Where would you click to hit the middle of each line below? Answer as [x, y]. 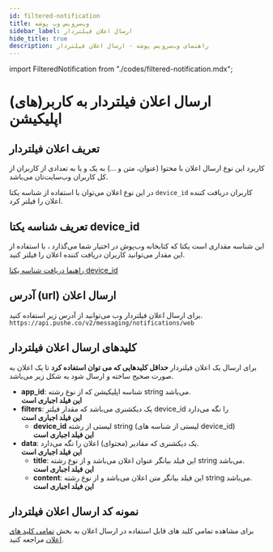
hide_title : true [38, 38]
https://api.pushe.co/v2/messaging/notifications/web [102, 323]
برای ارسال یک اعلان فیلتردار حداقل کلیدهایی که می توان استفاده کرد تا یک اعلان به [133, 367]
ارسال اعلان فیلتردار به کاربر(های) [110, 102]
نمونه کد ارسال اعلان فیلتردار [74, 511]
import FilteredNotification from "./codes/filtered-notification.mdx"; [121, 69]
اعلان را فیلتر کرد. [36, 201]
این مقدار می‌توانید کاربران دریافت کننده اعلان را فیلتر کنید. [97, 254]
